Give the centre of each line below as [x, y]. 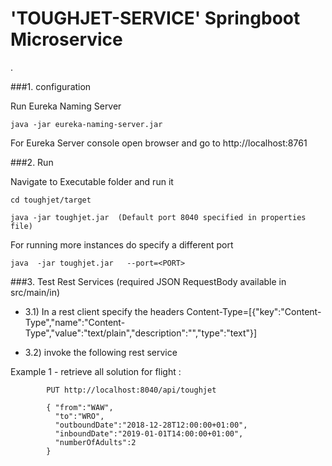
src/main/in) [35, 292]
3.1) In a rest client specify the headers [104, 311]
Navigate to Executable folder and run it [92, 181]
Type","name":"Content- [75, 322]
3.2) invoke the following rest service [101, 352]
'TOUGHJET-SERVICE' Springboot [155, 18]
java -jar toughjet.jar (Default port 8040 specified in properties [158, 217]
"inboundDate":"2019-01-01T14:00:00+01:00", [149, 433]
